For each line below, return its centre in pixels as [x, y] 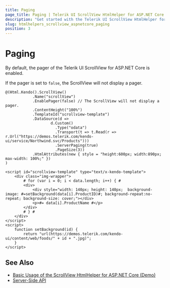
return [30, 234]
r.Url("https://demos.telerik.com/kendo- [50, 137]
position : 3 [18, 29]
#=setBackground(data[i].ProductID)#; [62, 194]
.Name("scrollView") [54, 97]
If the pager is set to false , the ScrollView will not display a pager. [74, 83]
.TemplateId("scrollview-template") [71, 114]
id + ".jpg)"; [77, 238]
